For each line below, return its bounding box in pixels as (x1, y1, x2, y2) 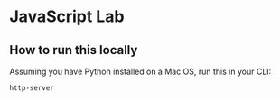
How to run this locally (9, 42, 138, 58)
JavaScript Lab (9, 6, 125, 27)
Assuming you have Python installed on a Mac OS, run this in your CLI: (9, 66, 272, 77)
